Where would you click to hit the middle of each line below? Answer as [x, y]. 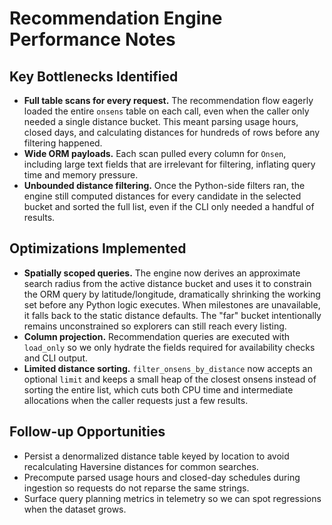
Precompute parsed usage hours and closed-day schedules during [162, 477]
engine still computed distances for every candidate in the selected [162, 196]
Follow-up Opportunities [87, 432]
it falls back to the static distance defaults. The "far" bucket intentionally [172, 315]
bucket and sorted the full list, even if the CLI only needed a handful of [169, 206]
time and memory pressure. [81, 175]
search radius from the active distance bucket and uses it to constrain [167, 283]
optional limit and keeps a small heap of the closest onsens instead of [170, 379]
